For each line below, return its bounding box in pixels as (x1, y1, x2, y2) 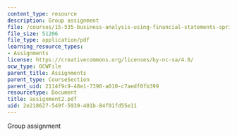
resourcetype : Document (7, 89, 78, 96)
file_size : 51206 (7, 30, 59, 37)
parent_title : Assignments (7, 69, 87, 76)
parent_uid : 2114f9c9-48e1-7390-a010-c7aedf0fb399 (7, 83, 159, 90)
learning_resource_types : (7, 43, 83, 50)
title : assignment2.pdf (7, 96, 78, 103)
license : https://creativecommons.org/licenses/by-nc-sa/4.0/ (7, 56, 194, 64)
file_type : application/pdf (7, 37, 90, 44)
